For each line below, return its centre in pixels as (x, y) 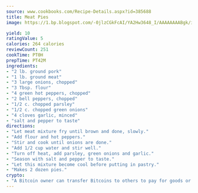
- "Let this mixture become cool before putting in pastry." (83, 164)
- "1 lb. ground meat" (34, 77)
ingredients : (22, 66)
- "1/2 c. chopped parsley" (41, 104)
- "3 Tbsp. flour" (29, 88)
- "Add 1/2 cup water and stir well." (54, 148)
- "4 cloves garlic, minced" (42, 115)
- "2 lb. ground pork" (34, 71)
